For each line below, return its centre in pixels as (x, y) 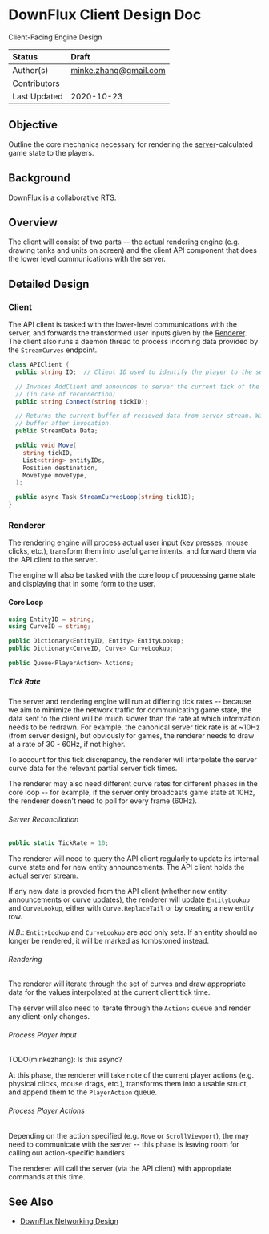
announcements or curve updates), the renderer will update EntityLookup (129, 899)
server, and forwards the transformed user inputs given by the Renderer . (128, 333)
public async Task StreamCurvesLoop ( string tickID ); (105, 497)
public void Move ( (46, 446)
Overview (33, 222)
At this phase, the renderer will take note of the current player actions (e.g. (131, 1075)
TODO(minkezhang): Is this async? (65, 1060)
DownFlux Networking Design (69, 1221)
